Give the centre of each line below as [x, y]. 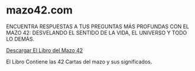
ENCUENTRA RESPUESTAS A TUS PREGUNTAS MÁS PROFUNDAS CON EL [97, 26]
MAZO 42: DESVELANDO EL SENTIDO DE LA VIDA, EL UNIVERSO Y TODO [97, 32]
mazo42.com [39, 10]
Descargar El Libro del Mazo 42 [45, 50]
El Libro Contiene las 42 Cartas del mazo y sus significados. [79, 62]
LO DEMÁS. [20, 39]
